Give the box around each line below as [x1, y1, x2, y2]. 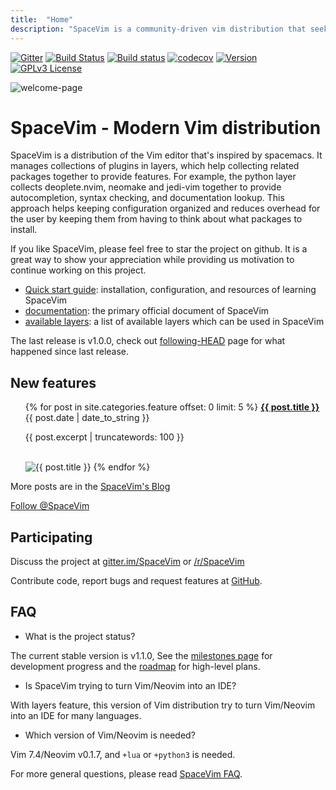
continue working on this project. [10, 264, 147, 276]
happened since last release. [10, 346, 130, 358]
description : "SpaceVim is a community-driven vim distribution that [10, 24, 307, 34]
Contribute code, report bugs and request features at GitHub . [10, 575, 263, 587]
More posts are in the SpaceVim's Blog [10, 481, 171, 493]
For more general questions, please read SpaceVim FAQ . [10, 767, 243, 780]
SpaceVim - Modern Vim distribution [10, 116, 322, 139]
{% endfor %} [93, 461, 151, 473]
